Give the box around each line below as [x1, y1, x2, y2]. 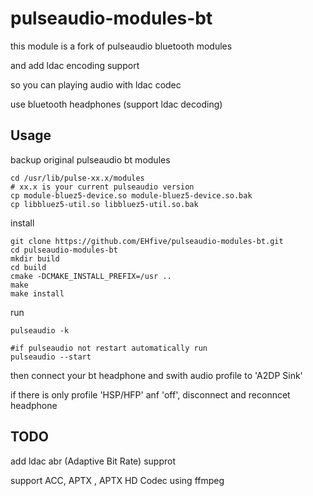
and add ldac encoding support [10, 59, 140, 71]
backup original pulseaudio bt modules [10, 153, 171, 166]
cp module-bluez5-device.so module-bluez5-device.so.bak [10, 190, 253, 201]
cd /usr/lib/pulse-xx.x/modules [10, 173, 145, 183]
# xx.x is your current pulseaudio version [10, 182, 195, 192]
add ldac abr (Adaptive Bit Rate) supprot [10, 455, 176, 467]
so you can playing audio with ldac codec [10, 78, 182, 91]
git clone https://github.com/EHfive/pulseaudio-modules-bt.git [10, 236, 284, 246]
